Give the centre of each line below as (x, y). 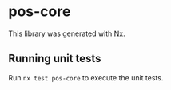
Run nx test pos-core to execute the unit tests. (86, 77)
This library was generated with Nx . (67, 33)
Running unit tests (55, 59)
